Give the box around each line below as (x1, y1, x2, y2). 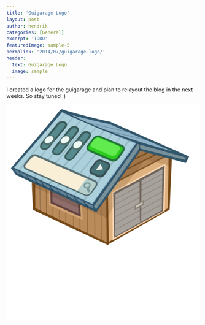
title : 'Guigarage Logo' (6, 10, 70, 16)
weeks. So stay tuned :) (6, 92, 66, 99)
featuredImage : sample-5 (6, 42, 70, 48)
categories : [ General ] (6, 29, 64, 36)
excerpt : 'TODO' (6, 36, 48, 42)
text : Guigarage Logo (12, 61, 68, 67)
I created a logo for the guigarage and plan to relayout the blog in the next (6, 86, 193, 93)
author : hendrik (6, 23, 48, 29)
